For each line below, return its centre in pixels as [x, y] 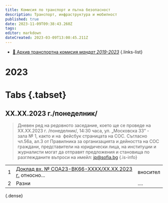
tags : [11, 28]
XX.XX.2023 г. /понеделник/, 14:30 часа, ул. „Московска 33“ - [83, 131]
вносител [149, 172]
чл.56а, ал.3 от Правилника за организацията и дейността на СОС [88, 141]
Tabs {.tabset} [36, 95]
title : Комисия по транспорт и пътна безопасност [58, 10]
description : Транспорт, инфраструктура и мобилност [61, 14]
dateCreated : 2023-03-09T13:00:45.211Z [47, 38]
